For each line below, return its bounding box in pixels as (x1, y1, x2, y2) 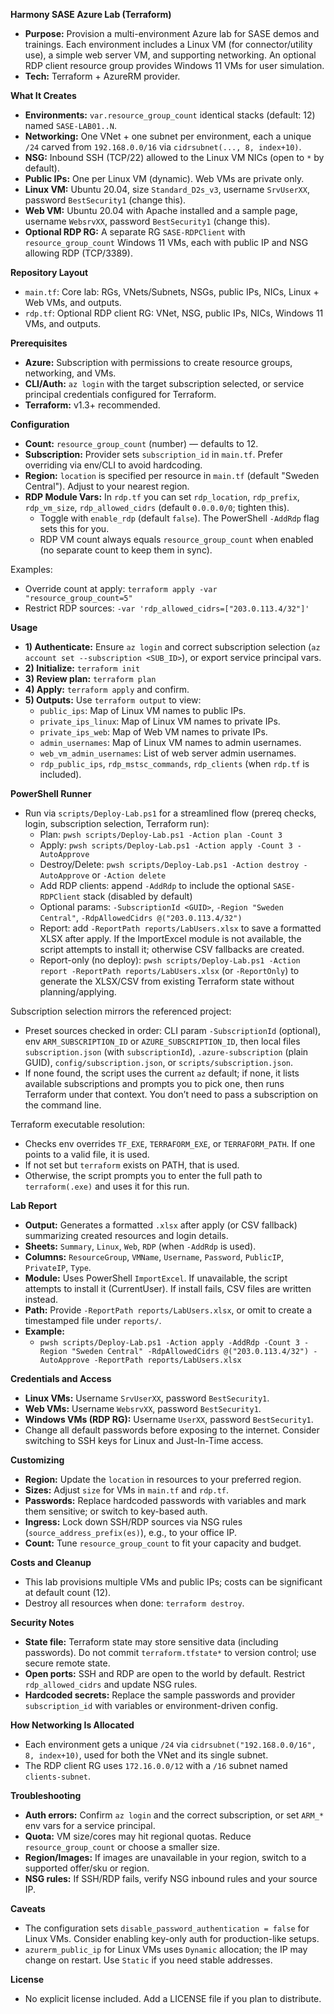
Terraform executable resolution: (10, 1119, 146, 1130)
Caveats (10, 1903, 46, 1914)
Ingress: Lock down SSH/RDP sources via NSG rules (24, 1516, 243, 1528)
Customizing (10, 1454, 65, 1466)
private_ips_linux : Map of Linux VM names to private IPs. (39, 715, 281, 727)
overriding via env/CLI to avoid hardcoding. (24, 459, 203, 471)
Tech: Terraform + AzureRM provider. (24, 70, 181, 82)
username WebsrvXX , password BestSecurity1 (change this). (24, 215, 271, 227)
